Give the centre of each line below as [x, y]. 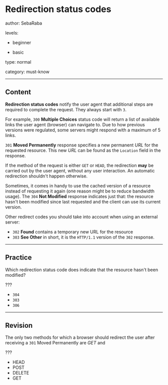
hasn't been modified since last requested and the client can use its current [83, 202]
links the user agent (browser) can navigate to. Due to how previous [75, 124]
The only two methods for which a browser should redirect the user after [80, 337]
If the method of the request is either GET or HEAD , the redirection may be [79, 165]
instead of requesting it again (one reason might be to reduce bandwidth [80, 191]
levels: [12, 33]
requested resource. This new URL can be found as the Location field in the [83, 150]
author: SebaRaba [24, 23]
